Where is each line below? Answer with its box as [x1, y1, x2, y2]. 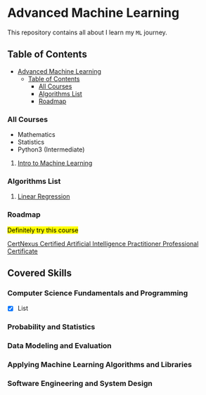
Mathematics [17, 130, 56, 139]
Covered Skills [7, 267, 72, 279]
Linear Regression [17, 192, 70, 201]
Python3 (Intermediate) [17, 145, 85, 154]
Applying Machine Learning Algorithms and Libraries [7, 360, 192, 370]
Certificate [7, 247, 39, 255]
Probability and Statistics [7, 322, 96, 332]
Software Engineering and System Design [7, 379, 153, 389]
